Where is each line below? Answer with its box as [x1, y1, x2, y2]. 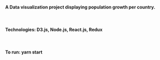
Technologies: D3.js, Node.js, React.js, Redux [5, 26, 103, 32]
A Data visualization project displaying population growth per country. [5, 4, 155, 10]
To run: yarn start [5, 49, 43, 55]
